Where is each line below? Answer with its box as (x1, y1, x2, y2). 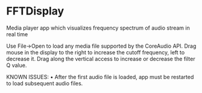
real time (6, 30, 28, 37)
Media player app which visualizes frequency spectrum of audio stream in (6, 24, 190, 31)
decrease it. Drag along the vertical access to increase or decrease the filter (6, 55, 195, 62)
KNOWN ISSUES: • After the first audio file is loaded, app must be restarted (6, 73, 194, 80)
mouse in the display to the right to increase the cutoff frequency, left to (6, 48, 185, 56)
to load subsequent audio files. (6, 80, 83, 87)
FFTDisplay (6, 4, 65, 18)
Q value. (6, 62, 27, 69)
